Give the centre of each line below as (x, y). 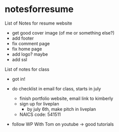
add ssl (19, 59)
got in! (19, 79)
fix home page (27, 49)
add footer (23, 38)
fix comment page (31, 43)
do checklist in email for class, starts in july (56, 88)
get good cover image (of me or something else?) (63, 33)
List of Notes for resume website (38, 23)
